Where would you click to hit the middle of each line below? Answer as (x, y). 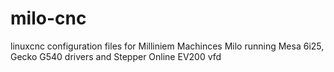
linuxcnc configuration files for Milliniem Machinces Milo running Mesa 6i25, (167, 46)
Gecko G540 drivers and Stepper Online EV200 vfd (116, 56)
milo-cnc (48, 18)
